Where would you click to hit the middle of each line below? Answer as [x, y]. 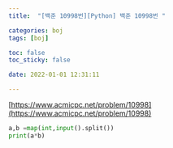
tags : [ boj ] [28, 38]
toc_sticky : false [39, 60]
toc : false [27, 53]
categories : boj [36, 30]
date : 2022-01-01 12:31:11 [54, 75]
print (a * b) [27, 135]
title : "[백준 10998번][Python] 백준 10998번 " [87, 16]
